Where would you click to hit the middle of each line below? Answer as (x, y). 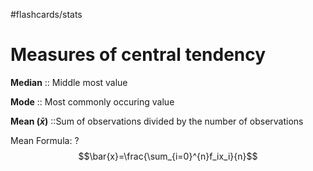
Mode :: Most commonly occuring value (92, 101)
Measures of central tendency (138, 55)
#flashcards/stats (46, 14)
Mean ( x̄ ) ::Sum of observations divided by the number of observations (157, 121)
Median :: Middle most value (69, 82)
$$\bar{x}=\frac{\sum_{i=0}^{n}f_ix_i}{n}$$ (168, 156)
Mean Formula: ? (45, 140)
